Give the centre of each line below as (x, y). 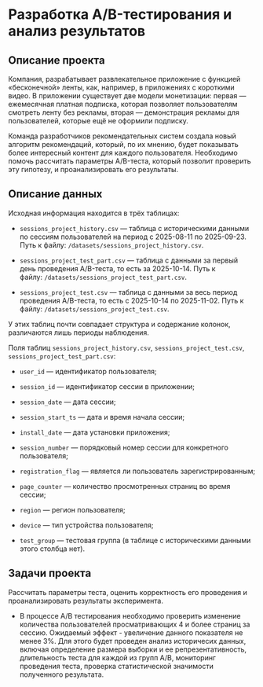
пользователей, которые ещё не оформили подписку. (98, 121)
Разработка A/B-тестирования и (120, 15)
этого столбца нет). (52, 549)
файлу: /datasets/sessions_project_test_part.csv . (103, 277)
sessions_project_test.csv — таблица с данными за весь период (128, 292)
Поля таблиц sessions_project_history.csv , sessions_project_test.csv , (126, 347)
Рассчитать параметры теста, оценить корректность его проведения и (128, 592)
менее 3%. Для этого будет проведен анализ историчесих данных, (133, 641)
